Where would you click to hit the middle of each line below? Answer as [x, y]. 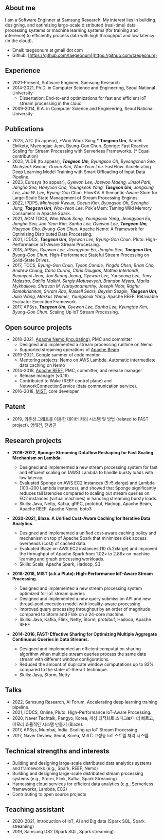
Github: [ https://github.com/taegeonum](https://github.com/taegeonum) [84, 55]
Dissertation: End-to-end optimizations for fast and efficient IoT [83, 98]
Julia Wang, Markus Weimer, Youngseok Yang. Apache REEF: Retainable [85, 297]
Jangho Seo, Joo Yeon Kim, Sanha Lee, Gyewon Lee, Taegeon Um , [80, 224]
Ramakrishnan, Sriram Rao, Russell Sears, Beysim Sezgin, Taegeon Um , [85, 291]
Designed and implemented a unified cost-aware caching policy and [88, 533]
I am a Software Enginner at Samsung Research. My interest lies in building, [81, 20]
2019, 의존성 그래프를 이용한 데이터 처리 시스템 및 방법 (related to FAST [80, 419]
